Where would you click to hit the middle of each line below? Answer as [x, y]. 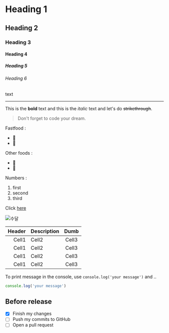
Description [45, 231]
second [20, 193]
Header [17, 231]
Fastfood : [16, 128]
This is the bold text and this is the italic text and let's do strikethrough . [79, 108]
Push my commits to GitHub [41, 319]
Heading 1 [26, 9]
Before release [29, 302]
